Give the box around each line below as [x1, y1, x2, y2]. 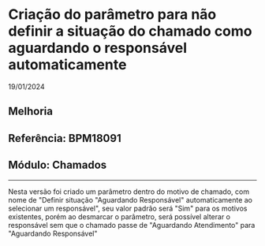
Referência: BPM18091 [8, 132, 121, 145]
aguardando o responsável [8, 39, 188, 57]
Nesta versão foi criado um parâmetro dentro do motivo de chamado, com [8, 187, 250, 196]
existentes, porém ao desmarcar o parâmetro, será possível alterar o [8, 211, 231, 222]
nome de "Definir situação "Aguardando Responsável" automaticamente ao [8, 195, 253, 204]
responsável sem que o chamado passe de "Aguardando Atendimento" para [8, 220, 256, 229]
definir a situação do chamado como [8, 22, 252, 40]
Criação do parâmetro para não [8, 6, 217, 24]
